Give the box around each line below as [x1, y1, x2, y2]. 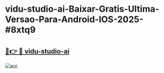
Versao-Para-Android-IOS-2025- [5, 14, 144, 25]
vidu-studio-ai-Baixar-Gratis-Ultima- [5, 3, 160, 15]
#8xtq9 [5, 24, 36, 35]
